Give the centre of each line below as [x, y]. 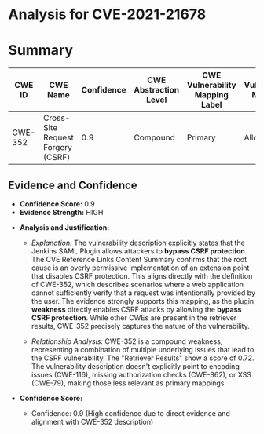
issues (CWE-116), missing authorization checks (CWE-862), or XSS [141, 374]
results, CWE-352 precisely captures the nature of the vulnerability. [140, 326]
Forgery [58, 148]
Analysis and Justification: [64, 227]
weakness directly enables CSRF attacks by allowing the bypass [136, 309]
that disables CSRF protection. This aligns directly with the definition [142, 275]
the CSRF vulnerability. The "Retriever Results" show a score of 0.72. [143, 358]
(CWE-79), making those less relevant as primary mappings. [128, 383]
